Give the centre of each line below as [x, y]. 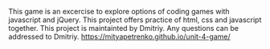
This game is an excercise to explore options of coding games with [119, 11]
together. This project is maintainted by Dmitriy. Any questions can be [124, 28]
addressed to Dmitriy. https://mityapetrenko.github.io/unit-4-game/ [119, 36]
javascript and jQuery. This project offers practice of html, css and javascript [135, 20]
